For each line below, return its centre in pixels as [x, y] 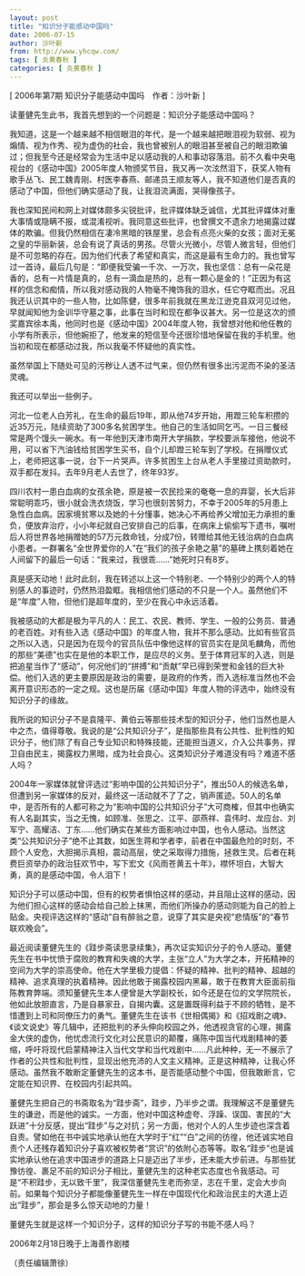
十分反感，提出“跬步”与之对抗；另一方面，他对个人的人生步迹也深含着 [159, 1125]
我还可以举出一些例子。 [53, 396]
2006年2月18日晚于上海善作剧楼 [69, 1243]
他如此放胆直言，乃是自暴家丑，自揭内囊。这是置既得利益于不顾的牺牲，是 [148, 1004]
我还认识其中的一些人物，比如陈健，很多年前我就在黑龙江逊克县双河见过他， [152, 300]
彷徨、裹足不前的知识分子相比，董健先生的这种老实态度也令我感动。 [144, 1171]
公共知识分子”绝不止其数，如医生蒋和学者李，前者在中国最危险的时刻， [154, 840]
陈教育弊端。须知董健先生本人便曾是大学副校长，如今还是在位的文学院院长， [152, 992]
